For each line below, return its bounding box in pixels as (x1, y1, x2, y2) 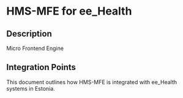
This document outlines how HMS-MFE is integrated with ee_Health (6, 78, 177, 86)
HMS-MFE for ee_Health (6, 4, 132, 18)
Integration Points (6, 62, 77, 72)
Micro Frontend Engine (6, 44, 64, 52)
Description (6, 29, 52, 39)
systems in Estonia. (6, 85, 55, 92)
